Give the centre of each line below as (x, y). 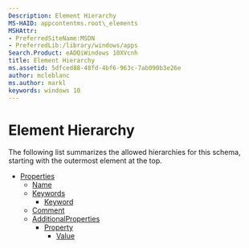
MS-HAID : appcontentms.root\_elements (73, 23)
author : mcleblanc (39, 75)
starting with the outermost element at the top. (85, 161)
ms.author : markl (37, 83)
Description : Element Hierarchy (62, 16)
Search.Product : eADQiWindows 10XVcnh (73, 53)
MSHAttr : (23, 30)
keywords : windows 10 (45, 90)
